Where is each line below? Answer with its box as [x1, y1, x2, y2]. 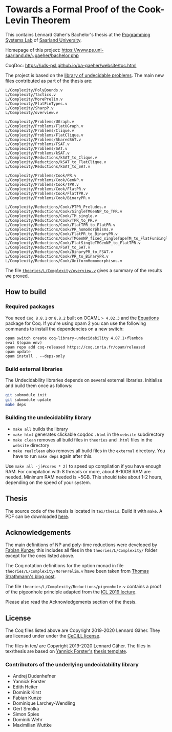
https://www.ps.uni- [61, 47, 104, 53]
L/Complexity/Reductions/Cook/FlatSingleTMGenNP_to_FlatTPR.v [5, 240, 141, 245]
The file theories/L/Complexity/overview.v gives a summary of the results [5, 267, 162, 273]
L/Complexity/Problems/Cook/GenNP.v [5, 177, 83, 183]
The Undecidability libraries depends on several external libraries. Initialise [5, 377, 163, 383]
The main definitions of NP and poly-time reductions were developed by [5, 542, 158, 548]
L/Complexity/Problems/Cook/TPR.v [5, 182, 79, 187]
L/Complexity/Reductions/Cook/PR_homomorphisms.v [5, 227, 114, 232]
